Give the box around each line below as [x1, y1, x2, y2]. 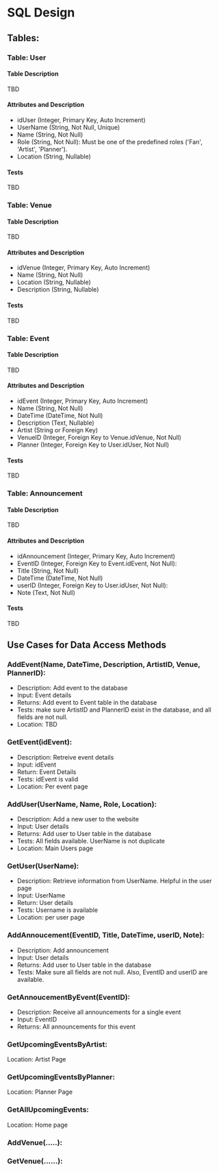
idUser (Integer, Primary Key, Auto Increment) [16, 115, 146, 124]
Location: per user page [16, 913, 86, 922]
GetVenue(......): [7, 1156, 63, 1166]
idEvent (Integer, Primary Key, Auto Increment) [16, 397, 149, 405]
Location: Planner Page [7, 1088, 73, 1096]
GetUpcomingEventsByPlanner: [7, 1073, 115, 1082]
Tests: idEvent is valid [16, 775, 79, 783]
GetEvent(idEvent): [7, 738, 73, 747]
